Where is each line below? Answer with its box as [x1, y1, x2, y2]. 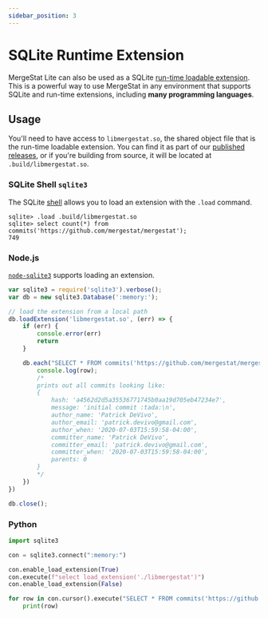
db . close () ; [8, 500, 48, 508]
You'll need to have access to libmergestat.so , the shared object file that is [8, 133, 256, 144]
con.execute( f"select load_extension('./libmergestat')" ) [8, 572, 205, 581]
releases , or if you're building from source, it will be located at [8, 151, 212, 160]
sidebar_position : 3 [8, 11, 77, 20]
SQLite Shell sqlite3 [8, 179, 88, 190]
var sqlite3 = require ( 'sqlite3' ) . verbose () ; [8, 285, 162, 294]
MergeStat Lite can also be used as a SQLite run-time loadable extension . [8, 73, 250, 82]
